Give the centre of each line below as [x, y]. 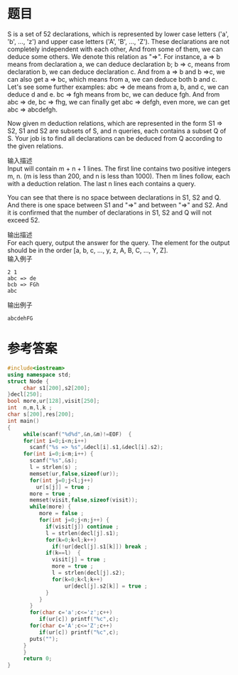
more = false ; [61, 514]
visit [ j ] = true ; [79, 560]
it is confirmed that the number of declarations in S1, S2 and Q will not [109, 212]
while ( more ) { [50, 507]
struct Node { [28, 381]
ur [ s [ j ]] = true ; [63, 487]
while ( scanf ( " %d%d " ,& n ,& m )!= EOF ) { [77, 434]
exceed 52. [24, 220]
